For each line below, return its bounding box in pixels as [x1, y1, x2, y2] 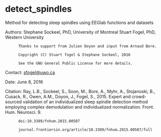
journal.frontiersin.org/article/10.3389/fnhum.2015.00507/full [18, 127, 153, 132]
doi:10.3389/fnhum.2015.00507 [18, 118, 80, 123]
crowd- [132, 93, 147, 99]
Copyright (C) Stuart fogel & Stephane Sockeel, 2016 [18, 52, 131, 57]
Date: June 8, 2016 [5, 79, 43, 85]
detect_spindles [5, 3, 72, 15]
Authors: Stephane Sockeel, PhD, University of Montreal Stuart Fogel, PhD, [5, 29, 156, 35]
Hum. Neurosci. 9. [5, 109, 42, 115]
